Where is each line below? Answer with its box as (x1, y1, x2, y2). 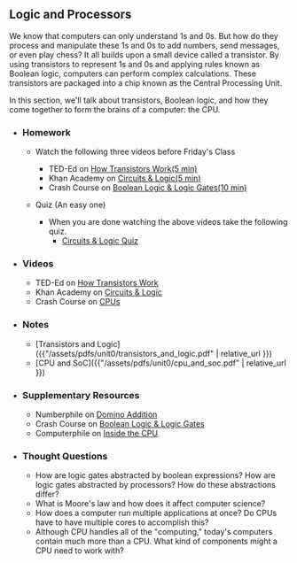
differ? (35, 489, 59, 499)
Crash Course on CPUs (35, 297, 121, 307)
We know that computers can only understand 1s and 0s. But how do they (9, 30, 279, 41)
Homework (21, 126, 71, 138)
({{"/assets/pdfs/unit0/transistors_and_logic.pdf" (35, 348, 215, 359)
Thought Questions (21, 450, 108, 462)
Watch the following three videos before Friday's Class (35, 146, 236, 158)
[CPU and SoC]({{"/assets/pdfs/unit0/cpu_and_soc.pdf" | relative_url (35, 358, 286, 368)
